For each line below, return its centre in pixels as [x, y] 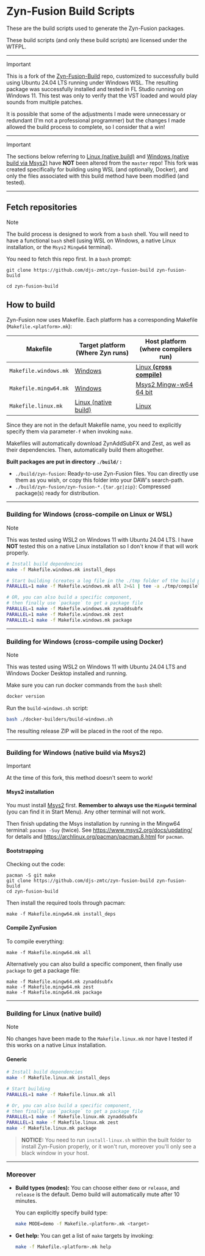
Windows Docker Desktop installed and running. [67, 673]
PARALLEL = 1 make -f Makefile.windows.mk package [69, 620]
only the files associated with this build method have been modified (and [98, 176]
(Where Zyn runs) [103, 353]
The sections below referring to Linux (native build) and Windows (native [98, 156]
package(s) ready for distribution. [57, 493]
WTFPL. [16, 47]
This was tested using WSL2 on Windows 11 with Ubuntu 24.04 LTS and [96, 667]
